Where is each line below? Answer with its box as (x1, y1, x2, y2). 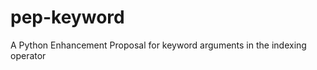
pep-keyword (10, 6, 125, 29)
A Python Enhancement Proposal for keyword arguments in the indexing (10, 39, 307, 51)
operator (10, 49, 47, 61)
